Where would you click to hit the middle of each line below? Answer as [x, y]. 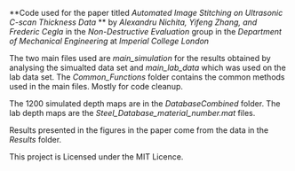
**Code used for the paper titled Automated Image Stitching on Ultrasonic [146, 13]
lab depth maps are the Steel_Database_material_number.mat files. [132, 113]
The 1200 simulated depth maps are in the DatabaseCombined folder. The [145, 104]
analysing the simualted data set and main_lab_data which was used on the [147, 67]
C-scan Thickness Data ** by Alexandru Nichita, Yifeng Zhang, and [133, 22]
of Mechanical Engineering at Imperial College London [109, 41]
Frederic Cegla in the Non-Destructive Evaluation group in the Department [146, 31]
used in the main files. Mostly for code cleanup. [96, 86]
